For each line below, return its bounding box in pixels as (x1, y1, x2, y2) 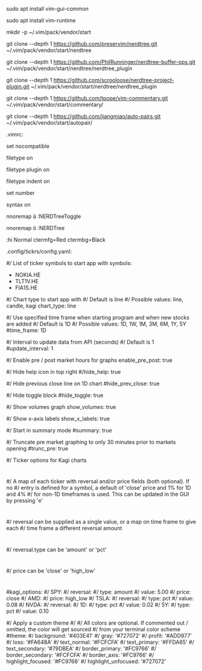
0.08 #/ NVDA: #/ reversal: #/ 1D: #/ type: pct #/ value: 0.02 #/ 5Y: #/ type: (6, 601, 191, 608)
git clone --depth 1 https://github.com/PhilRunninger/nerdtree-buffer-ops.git (6, 59, 196, 65)
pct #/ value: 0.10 (6, 607, 49, 615)
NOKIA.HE (14, 271, 41, 278)
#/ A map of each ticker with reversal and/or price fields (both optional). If (6, 478, 190, 485)
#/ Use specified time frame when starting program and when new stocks (6, 314, 190, 321)
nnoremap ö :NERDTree (6, 225, 65, 231)
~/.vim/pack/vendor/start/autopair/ (6, 119, 93, 126)
